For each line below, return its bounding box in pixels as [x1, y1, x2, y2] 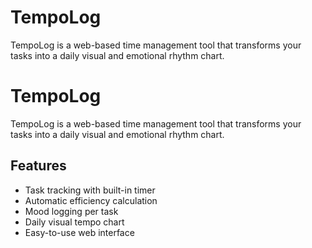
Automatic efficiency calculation [24, 194, 158, 206]
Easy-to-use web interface [24, 226, 135, 238]
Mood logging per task [24, 205, 119, 217]
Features [10, 157, 67, 175]
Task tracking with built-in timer [24, 184, 156, 196]
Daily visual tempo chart [24, 216, 125, 228]
